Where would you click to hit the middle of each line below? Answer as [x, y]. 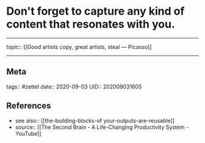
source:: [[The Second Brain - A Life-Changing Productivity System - [102, 127]
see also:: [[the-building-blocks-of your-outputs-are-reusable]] [95, 120]
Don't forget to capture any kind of [95, 11]
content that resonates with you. [91, 24]
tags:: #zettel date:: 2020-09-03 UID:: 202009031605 [74, 86]
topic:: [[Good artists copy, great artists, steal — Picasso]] [79, 46]
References [29, 106]
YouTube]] [28, 133]
